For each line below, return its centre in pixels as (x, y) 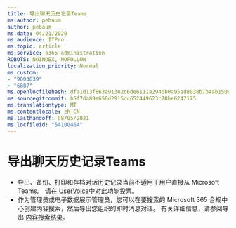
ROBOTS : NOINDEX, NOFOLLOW (47, 60)
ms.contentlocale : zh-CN (44, 112)
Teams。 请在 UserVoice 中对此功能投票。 (78, 191)
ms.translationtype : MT (42, 105)
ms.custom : (23, 72)
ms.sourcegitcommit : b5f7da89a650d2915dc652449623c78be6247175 (102, 99)
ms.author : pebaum (34, 20)
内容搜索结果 (44, 217)
